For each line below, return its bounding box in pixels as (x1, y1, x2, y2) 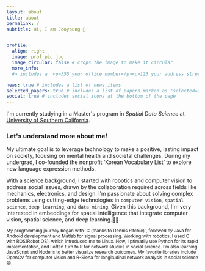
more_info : (12, 65, 40, 71)
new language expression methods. (6, 165, 96, 173)
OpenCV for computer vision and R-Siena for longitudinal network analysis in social (6, 254, 181, 261)
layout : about (6, 9, 43, 15)
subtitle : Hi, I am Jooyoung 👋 (6, 26, 86, 32)
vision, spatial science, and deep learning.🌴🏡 (6, 216, 120, 223)
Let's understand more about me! (6, 132, 108, 141)
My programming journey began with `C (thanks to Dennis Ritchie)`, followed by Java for (6, 228, 192, 234)
